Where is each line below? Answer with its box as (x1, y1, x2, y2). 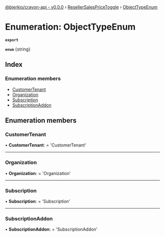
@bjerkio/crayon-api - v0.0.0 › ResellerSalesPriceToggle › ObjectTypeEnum (5, 4, 158, 10)
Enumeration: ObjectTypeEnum (5, 22, 136, 32)
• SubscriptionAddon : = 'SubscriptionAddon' (5, 226, 98, 233)
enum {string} (5, 46, 31, 52)
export (5, 37, 19, 42)
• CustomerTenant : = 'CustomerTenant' (5, 142, 86, 148)
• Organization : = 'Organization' (5, 170, 71, 176)
